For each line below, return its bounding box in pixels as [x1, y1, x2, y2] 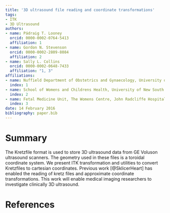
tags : [5, 12, 17, 17]
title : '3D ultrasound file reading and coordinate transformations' [5, 7, 155, 13]
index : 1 [10, 82, 28, 87]
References [5, 199, 55, 210]
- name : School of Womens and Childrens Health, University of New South [5, 87, 164, 92]
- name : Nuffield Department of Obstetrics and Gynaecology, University [5, 78, 162, 83]
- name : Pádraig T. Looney [5, 31, 62, 36]
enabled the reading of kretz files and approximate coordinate [5, 170, 134, 177]
